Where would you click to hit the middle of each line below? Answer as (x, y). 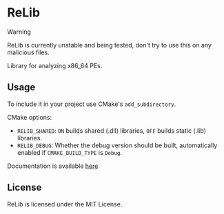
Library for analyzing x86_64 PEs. (55, 65)
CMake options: (30, 117)
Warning (19, 32)
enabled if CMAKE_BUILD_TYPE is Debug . (70, 152)
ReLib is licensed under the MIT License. (65, 204)
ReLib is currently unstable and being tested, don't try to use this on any (110, 45)
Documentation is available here (53, 166)
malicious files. (28, 52)
